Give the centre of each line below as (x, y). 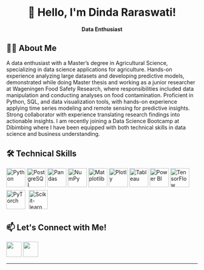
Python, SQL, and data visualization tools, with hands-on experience (92, 101)
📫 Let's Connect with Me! (56, 227)
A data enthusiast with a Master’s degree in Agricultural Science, (87, 62)
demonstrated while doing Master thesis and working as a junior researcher (101, 82)
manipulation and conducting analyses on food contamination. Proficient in (100, 95)
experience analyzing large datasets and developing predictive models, (96, 76)
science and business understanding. (53, 133)
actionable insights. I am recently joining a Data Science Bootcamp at (93, 121)
